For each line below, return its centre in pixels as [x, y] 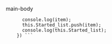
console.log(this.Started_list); [64, 30]
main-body [19, 9]
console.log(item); [46, 20]
